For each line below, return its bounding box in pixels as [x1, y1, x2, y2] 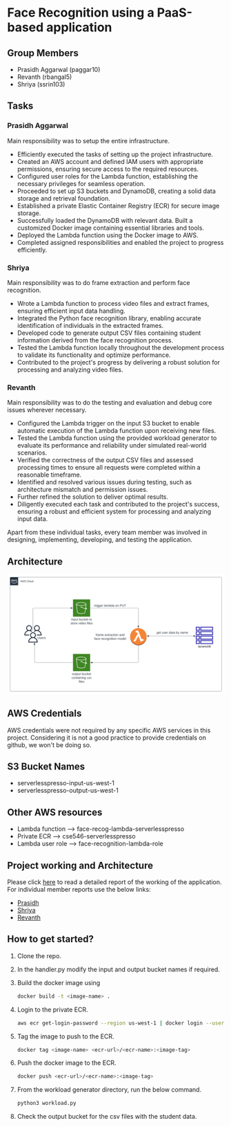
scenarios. [17, 448, 48, 457]
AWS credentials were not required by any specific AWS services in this [7, 726, 211, 734]
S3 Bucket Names [7, 760, 86, 772]
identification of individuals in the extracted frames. [17, 321, 164, 329]
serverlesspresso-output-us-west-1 [17, 787, 119, 795]
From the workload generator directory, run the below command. [17, 1085, 202, 1094]
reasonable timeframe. [17, 470, 82, 479]
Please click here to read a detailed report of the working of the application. [7, 877, 222, 886]
